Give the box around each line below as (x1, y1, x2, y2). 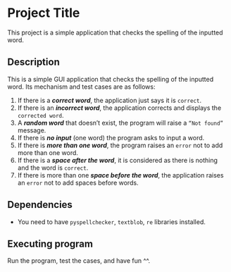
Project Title (7, 5, 80, 21)
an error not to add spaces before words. (17, 178, 139, 187)
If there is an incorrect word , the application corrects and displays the (17, 104, 222, 112)
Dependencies (7, 199, 73, 211)
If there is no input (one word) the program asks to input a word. (17, 133, 205, 142)
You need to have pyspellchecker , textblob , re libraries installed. (17, 217, 206, 226)
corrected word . (17, 111, 65, 119)
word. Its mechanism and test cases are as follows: (7, 82, 156, 91)
